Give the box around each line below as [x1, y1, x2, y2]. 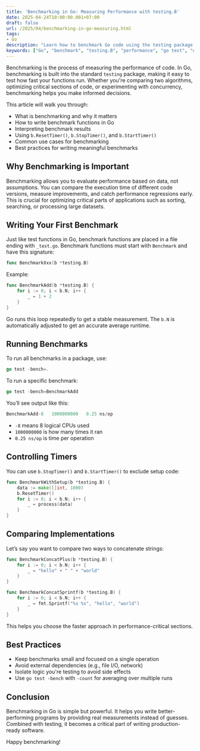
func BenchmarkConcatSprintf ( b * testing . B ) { [6, 589, 121, 596]
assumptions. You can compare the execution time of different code [6, 183, 173, 191]
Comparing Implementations [6, 529, 115, 539]
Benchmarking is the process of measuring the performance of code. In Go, [6, 64, 192, 71]
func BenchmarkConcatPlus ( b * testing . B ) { [6, 556, 113, 562]
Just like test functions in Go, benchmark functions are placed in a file [6, 236, 178, 243]
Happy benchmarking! [6, 738, 61, 746]
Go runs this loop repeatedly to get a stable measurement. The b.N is [6, 315, 175, 322]
